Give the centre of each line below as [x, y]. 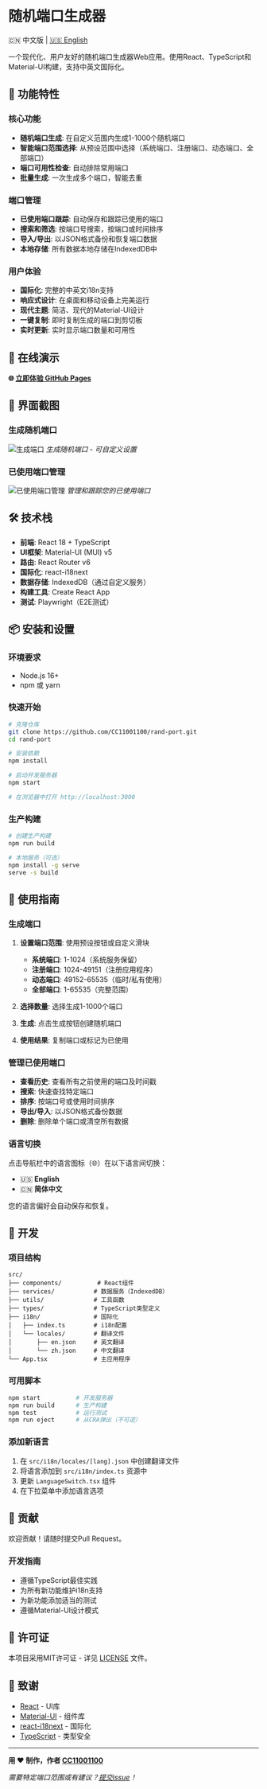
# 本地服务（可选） [36, 857]
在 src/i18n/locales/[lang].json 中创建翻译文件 [100, 1460]
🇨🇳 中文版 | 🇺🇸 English [48, 40]
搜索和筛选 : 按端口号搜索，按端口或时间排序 [91, 228]
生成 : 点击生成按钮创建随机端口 [70, 1023]
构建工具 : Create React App [65, 592]
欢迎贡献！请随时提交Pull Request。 [67, 1539]
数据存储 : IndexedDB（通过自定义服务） [85, 582]
